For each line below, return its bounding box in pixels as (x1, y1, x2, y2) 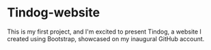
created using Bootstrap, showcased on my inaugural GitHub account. (7, 34, 205, 42)
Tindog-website (7, 5, 100, 21)
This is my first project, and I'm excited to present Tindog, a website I (7, 27, 201, 36)
